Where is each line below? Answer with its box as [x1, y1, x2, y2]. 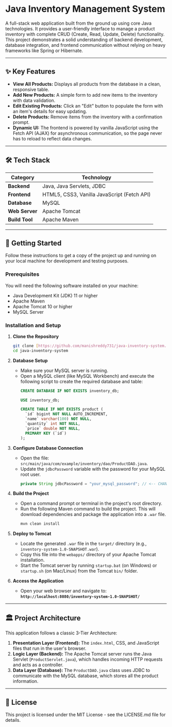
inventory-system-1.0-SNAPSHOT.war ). [20, 546, 99, 552]
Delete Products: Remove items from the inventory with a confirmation [12, 114, 163, 120]
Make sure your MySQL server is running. [20, 367, 109, 374]
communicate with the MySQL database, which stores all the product [12, 672, 159, 679]
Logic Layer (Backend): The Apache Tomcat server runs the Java [12, 651, 152, 657]
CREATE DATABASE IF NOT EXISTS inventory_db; [20, 388, 119, 394]
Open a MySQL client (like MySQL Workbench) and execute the [20, 373, 155, 379]
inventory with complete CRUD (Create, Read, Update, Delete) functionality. [5, 31, 165, 37]
